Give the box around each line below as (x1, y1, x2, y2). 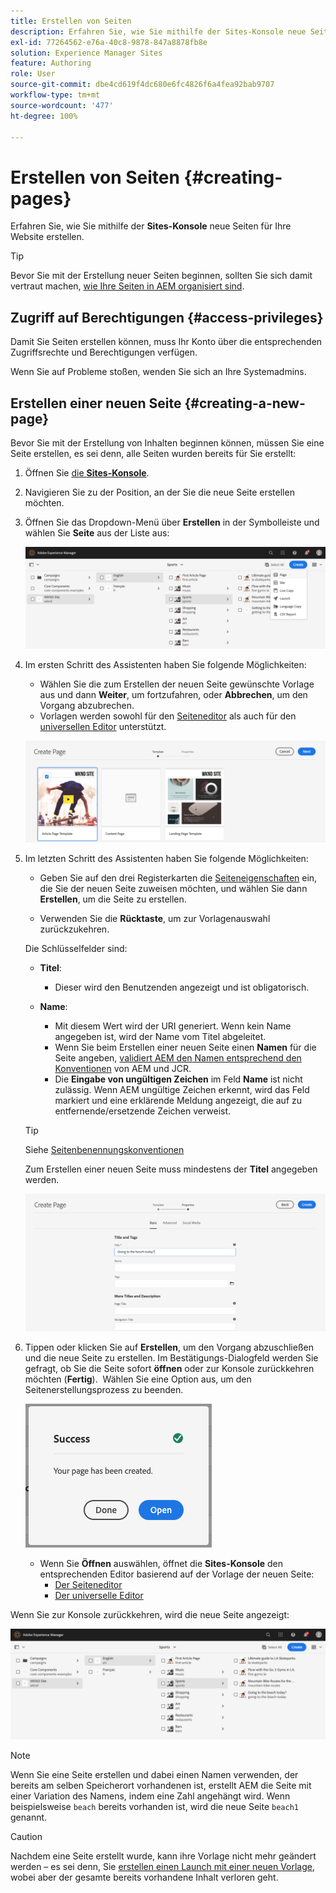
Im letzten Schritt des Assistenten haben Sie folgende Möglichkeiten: (24, 853, 309, 865)
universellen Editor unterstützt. (39, 721, 167, 733)
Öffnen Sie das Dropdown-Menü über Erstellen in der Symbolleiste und (24, 516, 320, 528)
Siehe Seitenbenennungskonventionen (24, 1144, 185, 1156)
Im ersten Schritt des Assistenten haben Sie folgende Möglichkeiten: (24, 659, 307, 671)
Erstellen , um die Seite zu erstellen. (39, 893, 187, 905)
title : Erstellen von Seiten (10, 16, 132, 26)
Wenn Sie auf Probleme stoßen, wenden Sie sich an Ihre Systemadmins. (10, 366, 307, 378)
